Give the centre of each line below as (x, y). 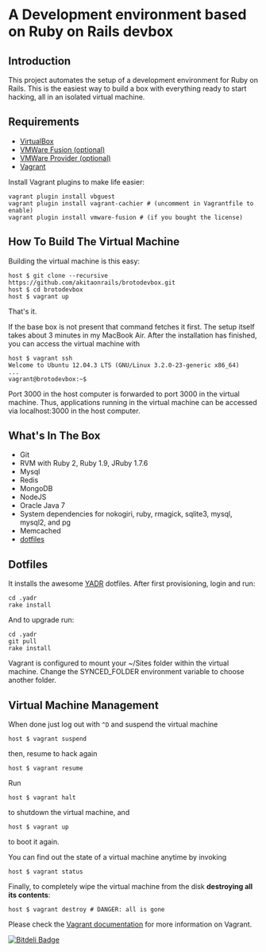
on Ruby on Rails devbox (91, 31)
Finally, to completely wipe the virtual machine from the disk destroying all (131, 887)
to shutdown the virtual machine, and (69, 813)
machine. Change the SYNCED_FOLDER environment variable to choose (126, 672)
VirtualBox (37, 141)
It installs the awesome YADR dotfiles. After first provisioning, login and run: (132, 583)
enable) (21, 210)
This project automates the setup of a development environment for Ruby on (133, 80)
